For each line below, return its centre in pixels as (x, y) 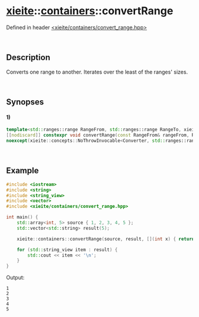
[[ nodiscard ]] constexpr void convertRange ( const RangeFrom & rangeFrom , (98, 135)
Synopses (25, 102)
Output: (15, 278)
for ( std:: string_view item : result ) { (67, 250)
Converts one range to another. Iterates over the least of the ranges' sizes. (97, 72)
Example (23, 171)
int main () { (22, 217)
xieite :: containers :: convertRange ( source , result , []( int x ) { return (106, 239)
